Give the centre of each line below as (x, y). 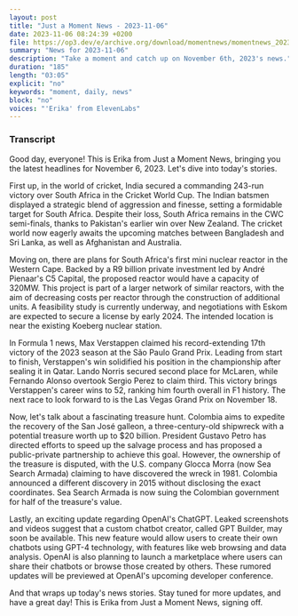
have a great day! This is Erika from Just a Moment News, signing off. (136, 602)
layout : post (33, 17)
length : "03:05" (39, 76)
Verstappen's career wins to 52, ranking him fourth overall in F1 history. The (148, 390)
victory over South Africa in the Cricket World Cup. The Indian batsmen (139, 195)
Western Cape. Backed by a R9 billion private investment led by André (137, 268)
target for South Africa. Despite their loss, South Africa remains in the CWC (146, 213)
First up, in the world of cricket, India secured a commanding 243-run (137, 185)
